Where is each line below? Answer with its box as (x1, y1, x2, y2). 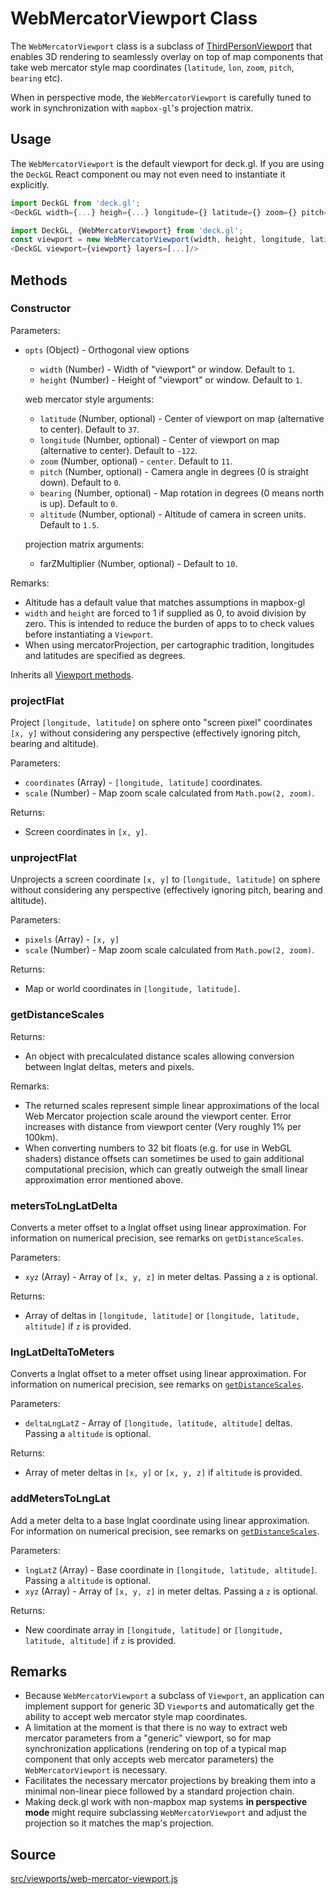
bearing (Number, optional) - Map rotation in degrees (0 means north (39, 487, 325, 499)
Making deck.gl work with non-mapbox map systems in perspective (24, 1796, 308, 1808)
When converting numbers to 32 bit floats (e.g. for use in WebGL (24, 1142, 292, 1154)
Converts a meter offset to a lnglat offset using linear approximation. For (10, 1222, 307, 1233)
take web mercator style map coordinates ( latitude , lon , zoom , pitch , (10, 61, 295, 73)
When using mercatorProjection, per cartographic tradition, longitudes (24, 638, 315, 651)
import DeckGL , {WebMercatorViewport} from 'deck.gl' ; (10, 225, 244, 236)
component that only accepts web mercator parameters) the (24, 1753, 275, 1766)
